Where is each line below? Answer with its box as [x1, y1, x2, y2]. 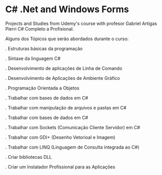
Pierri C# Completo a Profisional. [5, 25, 74, 32]
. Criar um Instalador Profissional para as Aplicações [5, 164, 116, 170]
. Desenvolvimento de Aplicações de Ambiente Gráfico [5, 75, 120, 81]
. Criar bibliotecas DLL [5, 154, 52, 160]
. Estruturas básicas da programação [5, 45, 83, 51]
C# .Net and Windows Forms [5, 4, 129, 15]
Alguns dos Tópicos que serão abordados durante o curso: [5, 36, 129, 42]
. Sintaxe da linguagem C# [5, 55, 61, 62]
